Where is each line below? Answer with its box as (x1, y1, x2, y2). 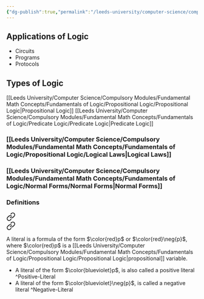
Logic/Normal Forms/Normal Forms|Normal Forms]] (6, 182, 163, 190)
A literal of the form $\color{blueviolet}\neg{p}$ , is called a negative (15, 280, 186, 287)
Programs (15, 54, 40, 61)
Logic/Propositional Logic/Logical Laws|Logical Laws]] (6, 150, 172, 159)
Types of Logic (6, 78, 64, 88)
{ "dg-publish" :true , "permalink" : (6, 9, 91, 15)
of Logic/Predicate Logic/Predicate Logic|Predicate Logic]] (6, 120, 154, 128)
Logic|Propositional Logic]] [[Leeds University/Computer (6, 107, 148, 114)
